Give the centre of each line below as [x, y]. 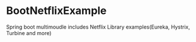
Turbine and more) [29, 33]
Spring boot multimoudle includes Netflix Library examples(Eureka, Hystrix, [98, 27]
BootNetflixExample [56, 11]
